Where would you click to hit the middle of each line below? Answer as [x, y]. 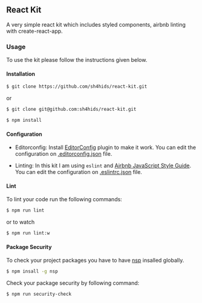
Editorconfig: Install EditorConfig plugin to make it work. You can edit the [106, 147]
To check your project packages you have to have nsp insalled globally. [95, 261]
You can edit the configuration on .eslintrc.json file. [78, 172]
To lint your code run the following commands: [64, 199]
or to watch [21, 222]
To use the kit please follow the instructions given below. [77, 60]
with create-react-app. [34, 31]
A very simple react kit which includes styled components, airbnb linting [96, 24]
